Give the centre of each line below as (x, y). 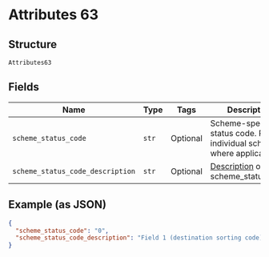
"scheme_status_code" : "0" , (62, 231)
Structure (33, 44)
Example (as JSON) (57, 205)
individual (228, 143)
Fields (24, 87)
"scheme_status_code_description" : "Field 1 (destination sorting (128, 238)
